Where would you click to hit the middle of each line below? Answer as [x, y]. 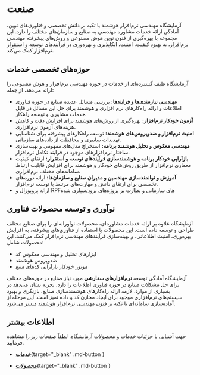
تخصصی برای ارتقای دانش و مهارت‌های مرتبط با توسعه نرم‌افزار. [87, 184]
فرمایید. [15, 343]
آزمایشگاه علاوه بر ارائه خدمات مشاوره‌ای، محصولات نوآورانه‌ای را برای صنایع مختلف [100, 223]
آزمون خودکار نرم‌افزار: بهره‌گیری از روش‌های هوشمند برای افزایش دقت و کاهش [104, 120]
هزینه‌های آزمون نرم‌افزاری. [46, 126]
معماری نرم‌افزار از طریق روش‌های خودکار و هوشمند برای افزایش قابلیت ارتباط [103, 165]
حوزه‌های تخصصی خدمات [49, 69]
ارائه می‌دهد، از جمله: [30, 90]
